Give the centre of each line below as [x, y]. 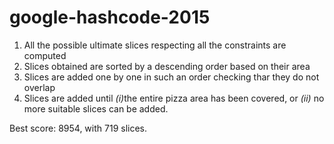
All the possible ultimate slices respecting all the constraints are [155, 45]
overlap [39, 87]
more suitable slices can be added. [96, 108]
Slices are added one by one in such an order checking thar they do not [171, 77]
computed [45, 55]
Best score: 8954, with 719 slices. [78, 128]
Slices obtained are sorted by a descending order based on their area [167, 66]
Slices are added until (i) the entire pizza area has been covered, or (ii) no [174, 98]
